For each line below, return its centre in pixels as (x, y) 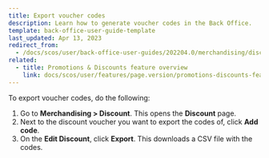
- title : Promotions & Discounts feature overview (102, 68)
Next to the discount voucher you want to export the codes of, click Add (139, 121)
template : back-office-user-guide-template (82, 30)
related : (23, 61)
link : (32, 75)
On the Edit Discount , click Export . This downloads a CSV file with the (136, 138)
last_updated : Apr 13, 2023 (55, 38)
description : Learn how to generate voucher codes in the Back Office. (130, 23)
